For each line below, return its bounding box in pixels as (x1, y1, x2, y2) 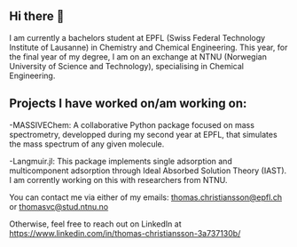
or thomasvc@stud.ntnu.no (9, 201, 109, 211)
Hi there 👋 (9, 9, 65, 24)
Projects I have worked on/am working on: (9, 96, 247, 111)
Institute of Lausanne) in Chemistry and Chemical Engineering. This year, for (9, 42, 288, 52)
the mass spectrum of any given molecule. (9, 139, 165, 149)
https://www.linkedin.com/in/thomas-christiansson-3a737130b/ (9, 227, 241, 238)
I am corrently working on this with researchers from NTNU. (9, 174, 228, 185)
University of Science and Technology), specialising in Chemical (9, 60, 245, 71)
